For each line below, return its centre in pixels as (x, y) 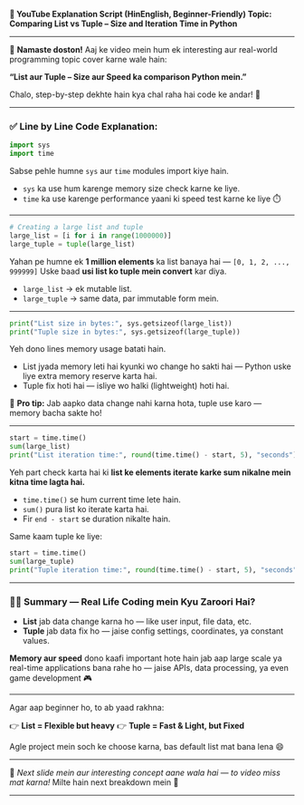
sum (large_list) (40, 447)
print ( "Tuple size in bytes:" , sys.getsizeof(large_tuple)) (125, 332)
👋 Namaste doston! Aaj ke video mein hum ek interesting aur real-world (143, 49)
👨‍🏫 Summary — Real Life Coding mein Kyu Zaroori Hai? (133, 601)
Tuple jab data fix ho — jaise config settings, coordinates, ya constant (153, 631)
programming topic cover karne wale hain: (88, 59)
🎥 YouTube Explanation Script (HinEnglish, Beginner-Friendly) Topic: (141, 14)
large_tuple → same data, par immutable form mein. (120, 298)
